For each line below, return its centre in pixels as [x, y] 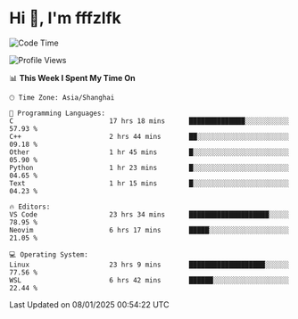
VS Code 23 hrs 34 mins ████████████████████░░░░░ [149, 214]
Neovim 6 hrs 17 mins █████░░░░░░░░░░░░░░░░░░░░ [149, 230]
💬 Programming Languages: [57, 113]
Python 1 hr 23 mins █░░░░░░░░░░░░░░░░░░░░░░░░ [149, 168]
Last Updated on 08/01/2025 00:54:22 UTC [89, 304]
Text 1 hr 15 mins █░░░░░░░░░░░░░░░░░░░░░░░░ [149, 183]
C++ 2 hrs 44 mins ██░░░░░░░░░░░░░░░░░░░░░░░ [149, 136]
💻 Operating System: [49, 254]
